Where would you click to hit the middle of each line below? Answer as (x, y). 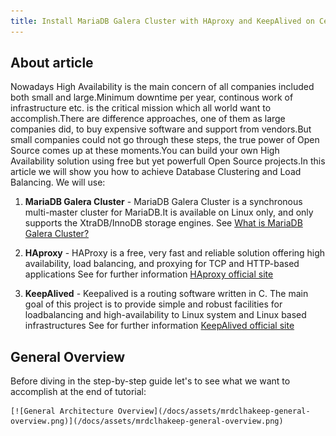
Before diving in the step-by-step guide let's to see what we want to (150, 381)
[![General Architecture (62, 411)
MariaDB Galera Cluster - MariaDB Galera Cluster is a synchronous (163, 202)
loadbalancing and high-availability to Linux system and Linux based (165, 315)
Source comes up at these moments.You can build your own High (145, 151)
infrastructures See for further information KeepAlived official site (159, 326)
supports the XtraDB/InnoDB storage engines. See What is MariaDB (163, 223)
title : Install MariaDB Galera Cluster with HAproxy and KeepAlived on (162, 21)
